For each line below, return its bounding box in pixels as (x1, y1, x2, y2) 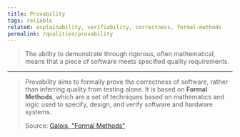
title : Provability (7, 10, 66, 18)
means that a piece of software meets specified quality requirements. (24, 57, 230, 66)
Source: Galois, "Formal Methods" (24, 121, 126, 130)
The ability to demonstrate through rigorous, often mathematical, (24, 50, 216, 58)
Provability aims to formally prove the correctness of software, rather (24, 77, 229, 86)
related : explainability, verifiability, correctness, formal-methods (7, 23, 222, 31)
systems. (24, 108, 52, 116)
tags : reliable (7, 17, 53, 24)
